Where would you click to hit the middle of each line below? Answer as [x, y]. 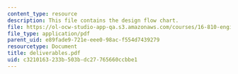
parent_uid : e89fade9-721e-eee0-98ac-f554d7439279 [84, 40]
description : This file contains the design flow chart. [93, 20]
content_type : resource [42, 14]
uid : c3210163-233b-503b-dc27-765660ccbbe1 [73, 60]
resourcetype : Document [42, 47]
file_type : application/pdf [49, 33]
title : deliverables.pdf [44, 54]
